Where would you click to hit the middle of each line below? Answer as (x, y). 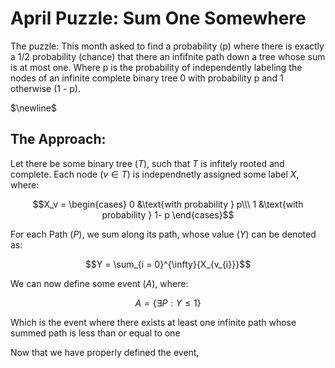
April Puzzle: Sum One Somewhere (158, 18)
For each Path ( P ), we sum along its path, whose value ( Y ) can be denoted (163, 234)
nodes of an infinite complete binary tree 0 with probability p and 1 (147, 78)
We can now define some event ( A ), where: (99, 283)
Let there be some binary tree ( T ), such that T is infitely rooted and (147, 163)
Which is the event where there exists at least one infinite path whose (153, 322)
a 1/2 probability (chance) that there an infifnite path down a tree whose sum (168, 56)
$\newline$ (33, 108)
